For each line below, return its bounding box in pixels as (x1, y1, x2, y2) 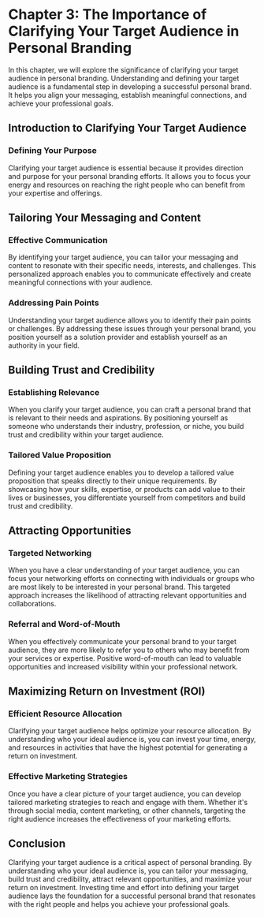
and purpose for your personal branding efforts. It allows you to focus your (8, 171, 251, 181)
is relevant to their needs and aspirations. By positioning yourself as (8, 413, 229, 423)
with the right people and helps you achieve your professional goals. (8, 900, 230, 909)
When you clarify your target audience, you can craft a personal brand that (8, 404, 251, 415)
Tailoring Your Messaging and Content (8, 211, 201, 225)
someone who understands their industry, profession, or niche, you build (8, 422, 244, 431)
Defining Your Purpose (8, 145, 97, 156)
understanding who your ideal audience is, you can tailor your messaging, (8, 866, 248, 876)
